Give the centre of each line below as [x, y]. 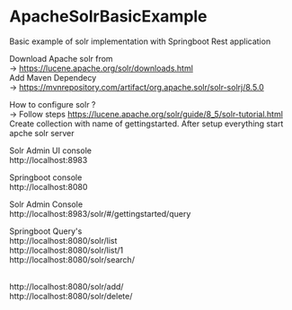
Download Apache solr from [62, 58]
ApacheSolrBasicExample [109, 17]
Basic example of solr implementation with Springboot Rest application [140, 41]
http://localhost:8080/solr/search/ [72, 259]
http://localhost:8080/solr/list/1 [66, 250]
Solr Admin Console [46, 204]
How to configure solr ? [53, 104]
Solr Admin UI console [51, 151]
